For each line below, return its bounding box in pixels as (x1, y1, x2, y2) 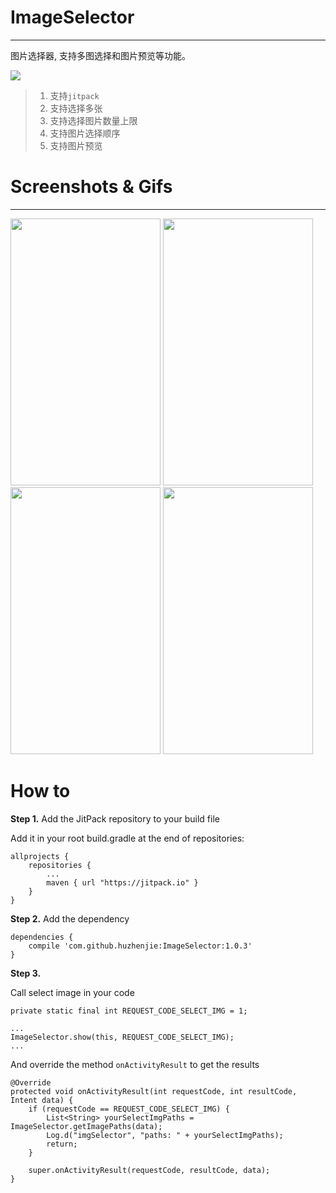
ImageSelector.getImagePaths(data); (10, 1121, 163, 1131)
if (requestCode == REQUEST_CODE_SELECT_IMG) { (28, 1104, 230, 1114)
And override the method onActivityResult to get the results (10, 1058, 260, 1070)
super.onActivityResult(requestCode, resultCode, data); (28, 1165, 271, 1175)
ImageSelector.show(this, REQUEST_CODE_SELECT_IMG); (10, 1032, 235, 1042)
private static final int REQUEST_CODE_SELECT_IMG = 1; (10, 1006, 248, 1016)
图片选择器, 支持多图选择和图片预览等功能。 (10, 49, 191, 61)
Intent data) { (10, 1095, 74, 1105)
